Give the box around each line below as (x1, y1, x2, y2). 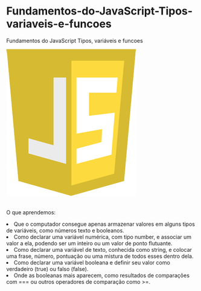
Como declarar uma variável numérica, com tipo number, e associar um (14, 233, 192, 240)
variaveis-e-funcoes (6, 17, 112, 31)
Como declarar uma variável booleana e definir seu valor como (14, 258, 170, 266)
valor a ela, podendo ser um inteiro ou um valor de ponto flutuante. (6, 240, 173, 247)
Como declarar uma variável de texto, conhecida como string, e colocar (14, 246, 192, 253)
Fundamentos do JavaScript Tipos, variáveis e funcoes (6, 37, 143, 44)
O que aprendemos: (6, 208, 56, 216)
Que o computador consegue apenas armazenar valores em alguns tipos (14, 220, 195, 228)
